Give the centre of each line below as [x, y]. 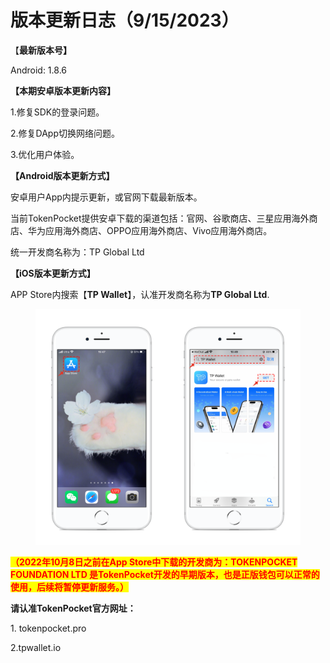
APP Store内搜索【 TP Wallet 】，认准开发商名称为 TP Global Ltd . [140, 294]
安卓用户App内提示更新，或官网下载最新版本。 [106, 197]
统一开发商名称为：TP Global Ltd [77, 252]
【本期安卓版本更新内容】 [63, 90]
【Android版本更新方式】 [62, 175]
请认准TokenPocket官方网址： [73, 608]
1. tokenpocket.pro [48, 628]
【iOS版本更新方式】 [53, 273]
